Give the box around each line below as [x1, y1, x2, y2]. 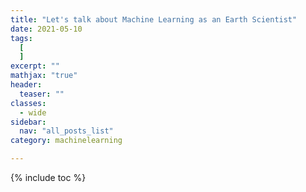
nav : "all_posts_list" [19, 126, 114, 136]
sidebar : [10, 117, 47, 127]
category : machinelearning [10, 136, 123, 146]
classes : [10, 98, 47, 108]
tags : [10, 33, 33, 43]
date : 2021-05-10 [10, 24, 83, 34]
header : [10, 80, 43, 90]
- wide [19, 107, 47, 118]
